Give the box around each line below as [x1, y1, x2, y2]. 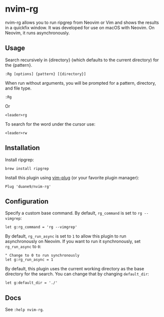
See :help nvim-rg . [5, 307, 44, 313]
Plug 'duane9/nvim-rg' [5, 184, 51, 189]
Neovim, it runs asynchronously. [5, 30, 70, 36]
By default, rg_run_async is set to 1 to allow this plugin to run [5, 233, 127, 239]
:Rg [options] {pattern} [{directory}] [5, 72, 86, 76]
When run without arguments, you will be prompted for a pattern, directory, [5, 80, 156, 86]
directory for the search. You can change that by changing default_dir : [5, 271, 149, 277]
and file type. [5, 85, 32, 91]
